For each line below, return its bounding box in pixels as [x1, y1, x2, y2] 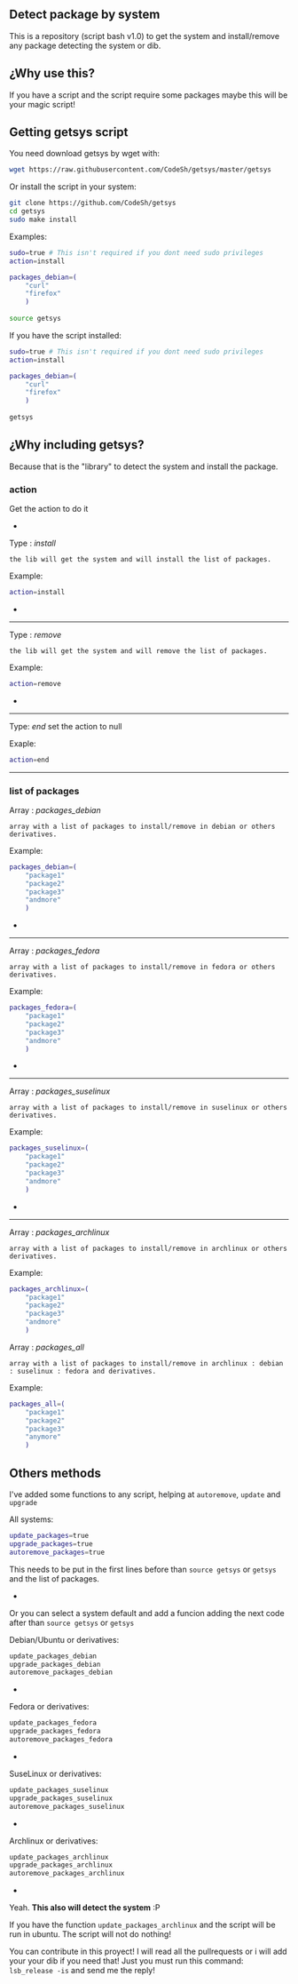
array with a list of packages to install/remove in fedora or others [9, 963, 276, 972]
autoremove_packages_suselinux [9, 1802, 125, 1811]
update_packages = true [9, 1532, 90, 1541]
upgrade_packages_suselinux [9, 1794, 114, 1803]
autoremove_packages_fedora [9, 1735, 114, 1744]
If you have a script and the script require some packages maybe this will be [9, 89, 288, 100]
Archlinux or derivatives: [9, 1835, 98, 1846]
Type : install [9, 538, 56, 549]
